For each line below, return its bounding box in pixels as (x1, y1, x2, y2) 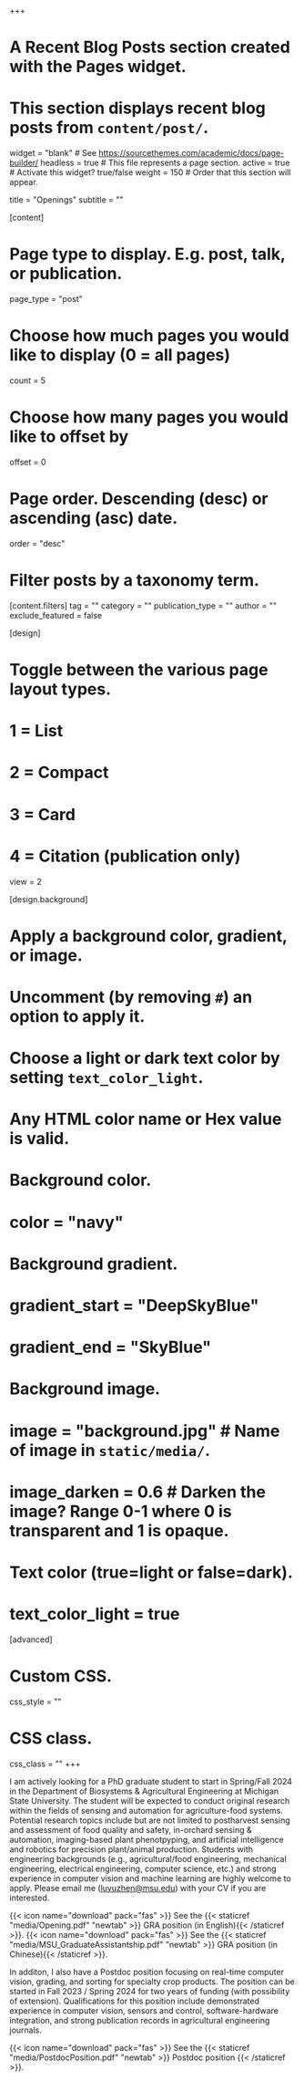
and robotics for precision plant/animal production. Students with (9, 1844, 253, 1855)
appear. (9, 177, 38, 188)
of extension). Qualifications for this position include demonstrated (9, 1995, 260, 2006)
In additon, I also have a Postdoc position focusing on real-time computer (9, 1966, 285, 1977)
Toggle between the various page (9, 660, 269, 680)
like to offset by (9, 426, 129, 447)
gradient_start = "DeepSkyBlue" (9, 1295, 259, 1316)
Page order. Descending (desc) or (9, 489, 269, 509)
